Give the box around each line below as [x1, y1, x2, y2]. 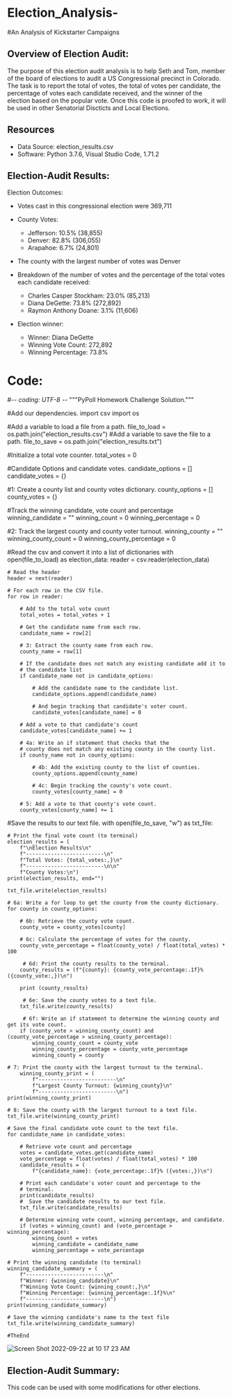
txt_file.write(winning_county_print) [7, 1113, 120, 1120]
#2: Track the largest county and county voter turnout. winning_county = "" [7, 527, 223, 536]
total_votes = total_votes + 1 [19, 612, 111, 619]
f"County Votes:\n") [19, 869, 79, 876]
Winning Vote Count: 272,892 [27, 341, 113, 349]
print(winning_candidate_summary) [7, 1302, 108, 1309]
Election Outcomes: [7, 188, 64, 196]
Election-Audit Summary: [7, 1364, 120, 1377]
